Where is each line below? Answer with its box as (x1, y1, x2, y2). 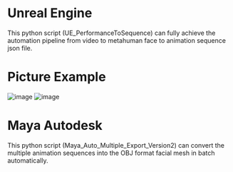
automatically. (7, 156, 48, 165)
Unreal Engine (7, 5, 93, 21)
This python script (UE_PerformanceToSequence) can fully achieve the (7, 29, 216, 37)
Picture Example (7, 69, 106, 85)
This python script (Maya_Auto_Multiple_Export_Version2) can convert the (7, 141, 224, 149)
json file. (7, 44, 33, 52)
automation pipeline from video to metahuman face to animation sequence (7, 36, 227, 44)
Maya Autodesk (7, 118, 103, 133)
